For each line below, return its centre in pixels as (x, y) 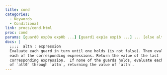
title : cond (17, 10)
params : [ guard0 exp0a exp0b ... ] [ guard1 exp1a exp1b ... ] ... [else (80, 37)
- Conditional (24, 23)
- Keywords (21, 19)
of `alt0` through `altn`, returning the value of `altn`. (72, 65)
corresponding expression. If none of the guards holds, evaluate (81, 60)
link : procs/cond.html (29, 28)
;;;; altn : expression (35, 46)
